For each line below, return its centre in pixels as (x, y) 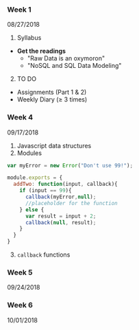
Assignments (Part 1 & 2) (52, 92)
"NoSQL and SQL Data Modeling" (74, 66)
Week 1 (20, 10)
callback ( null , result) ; (61, 222)
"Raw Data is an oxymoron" (66, 58)
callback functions (43, 255)
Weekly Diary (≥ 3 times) (52, 99)
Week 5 (20, 272)
